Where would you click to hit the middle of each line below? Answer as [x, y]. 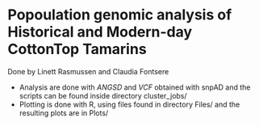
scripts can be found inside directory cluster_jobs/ [103, 95]
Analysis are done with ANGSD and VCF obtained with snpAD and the [135, 87]
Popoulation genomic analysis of [120, 15]
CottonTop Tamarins [77, 49]
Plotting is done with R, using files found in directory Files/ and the [129, 104]
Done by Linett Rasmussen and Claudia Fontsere [88, 71]
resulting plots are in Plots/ [64, 113]
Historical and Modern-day [100, 32]
